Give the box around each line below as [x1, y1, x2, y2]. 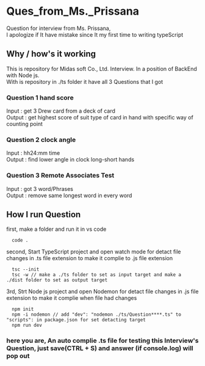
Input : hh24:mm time [6, 149, 60, 157]
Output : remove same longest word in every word [6, 192, 132, 199]
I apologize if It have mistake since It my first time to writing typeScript [6, 31, 184, 38]
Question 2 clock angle [6, 135, 76, 144]
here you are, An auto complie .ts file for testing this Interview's [6, 337, 199, 345]
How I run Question [6, 209, 81, 220]
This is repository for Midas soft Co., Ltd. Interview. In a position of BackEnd [6, 65, 197, 72]
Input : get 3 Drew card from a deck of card [6, 107, 116, 114]
